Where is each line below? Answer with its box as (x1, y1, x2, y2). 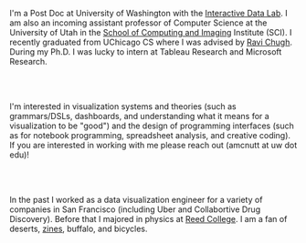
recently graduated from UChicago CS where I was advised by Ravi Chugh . (9, 36, 293, 47)
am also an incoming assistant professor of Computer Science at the (9, 17, 268, 28)
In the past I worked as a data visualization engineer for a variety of (9, 195, 263, 205)
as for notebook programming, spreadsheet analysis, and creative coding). (9, 130, 290, 140)
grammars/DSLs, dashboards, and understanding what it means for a (9, 111, 269, 121)
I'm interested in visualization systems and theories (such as (9, 101, 237, 112)
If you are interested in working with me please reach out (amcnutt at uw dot (9, 140, 298, 150)
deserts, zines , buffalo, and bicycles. (9, 223, 148, 234)
